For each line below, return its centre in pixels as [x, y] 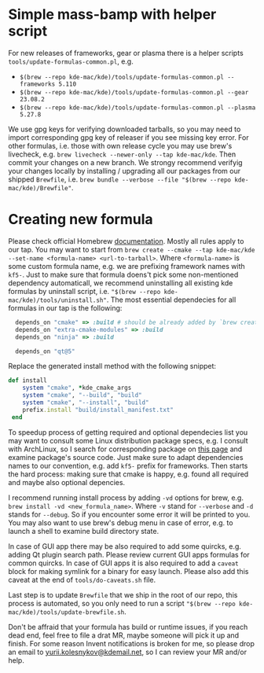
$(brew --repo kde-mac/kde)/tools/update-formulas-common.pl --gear [134, 92]
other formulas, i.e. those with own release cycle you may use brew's [120, 145]
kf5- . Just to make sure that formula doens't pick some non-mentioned [123, 274]
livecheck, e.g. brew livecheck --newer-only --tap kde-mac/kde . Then [122, 154]
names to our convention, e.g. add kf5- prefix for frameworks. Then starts [128, 465]
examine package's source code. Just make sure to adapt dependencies [126, 457]
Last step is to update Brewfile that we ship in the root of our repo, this [123, 594]
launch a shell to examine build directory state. [84, 531]
